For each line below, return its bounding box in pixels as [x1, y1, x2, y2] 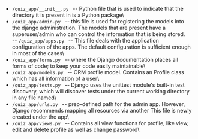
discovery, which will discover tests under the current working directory [11, 88, 190, 95]
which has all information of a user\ [11, 75, 100, 82]
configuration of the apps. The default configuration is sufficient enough [11, 43, 191, 50]
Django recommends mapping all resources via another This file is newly [11, 107, 192, 114]
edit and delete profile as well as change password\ [11, 126, 140, 133]
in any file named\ [11, 94, 57, 101]
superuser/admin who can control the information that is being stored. [11, 31, 185, 38]
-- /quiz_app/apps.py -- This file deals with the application [11, 37, 159, 44]
